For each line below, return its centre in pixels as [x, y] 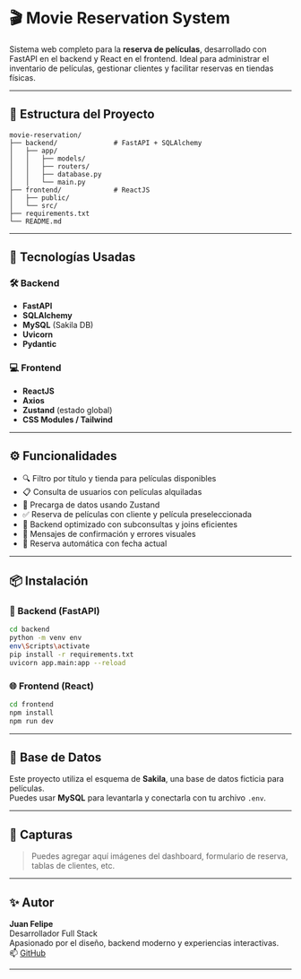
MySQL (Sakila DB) [58, 325]
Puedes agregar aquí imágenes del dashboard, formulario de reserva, [159, 856]
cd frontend [31, 704]
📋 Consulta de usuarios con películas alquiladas [112, 491]
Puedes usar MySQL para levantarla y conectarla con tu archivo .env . [138, 798]
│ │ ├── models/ [48, 159]
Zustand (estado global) [67, 410]
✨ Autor [32, 902]
